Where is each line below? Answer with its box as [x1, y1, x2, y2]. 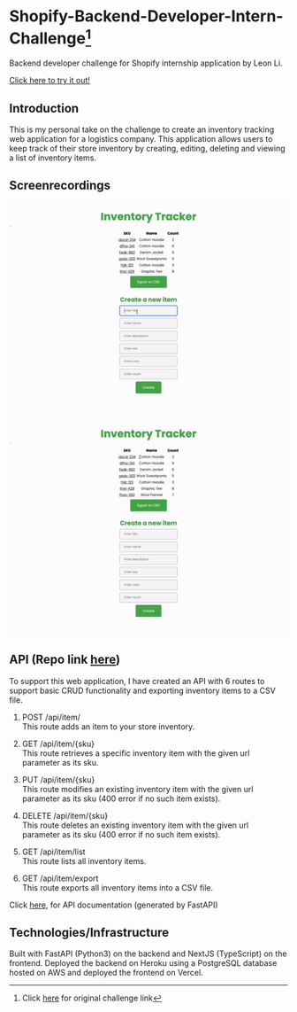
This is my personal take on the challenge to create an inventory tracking [9, 124, 275, 135]
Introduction [9, 100, 80, 116]
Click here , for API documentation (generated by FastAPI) [9, 899, 218, 910]
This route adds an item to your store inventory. [21, 720, 195, 732]
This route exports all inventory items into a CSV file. [21, 882, 214, 892]
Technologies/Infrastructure [9, 924, 170, 940]
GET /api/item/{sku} [21, 738, 95, 749]
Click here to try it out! [9, 75, 91, 86]
